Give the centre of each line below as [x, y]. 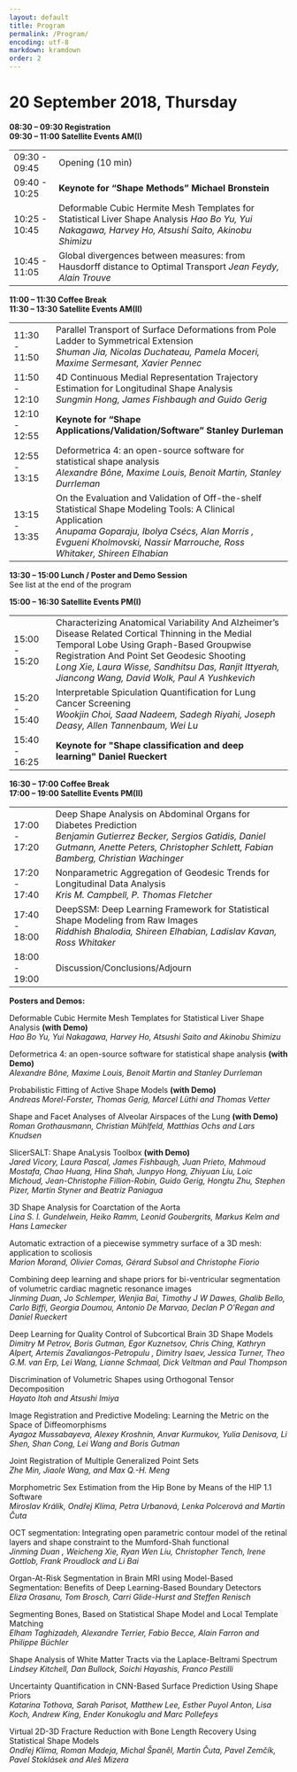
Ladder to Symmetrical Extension [125, 340]
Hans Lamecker [38, 1226]
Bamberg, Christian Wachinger [119, 858]
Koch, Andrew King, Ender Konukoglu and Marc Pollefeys [114, 1714]
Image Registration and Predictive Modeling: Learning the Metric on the [139, 1415]
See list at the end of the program [70, 584]
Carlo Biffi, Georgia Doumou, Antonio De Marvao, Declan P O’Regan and [142, 1307]
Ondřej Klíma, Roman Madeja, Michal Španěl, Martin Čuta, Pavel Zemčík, [143, 1750]
